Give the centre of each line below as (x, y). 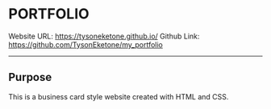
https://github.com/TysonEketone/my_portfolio (86, 44)
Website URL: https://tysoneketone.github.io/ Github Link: (104, 36)
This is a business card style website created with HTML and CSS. (119, 96)
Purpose (30, 77)
